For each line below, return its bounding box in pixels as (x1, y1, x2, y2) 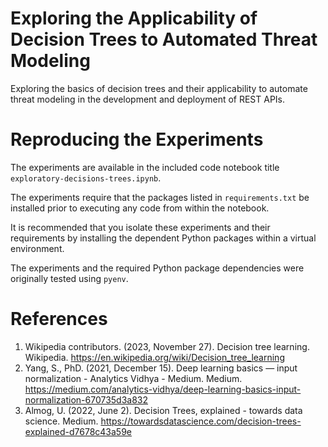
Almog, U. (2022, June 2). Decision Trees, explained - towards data (24, 404, 303, 416)
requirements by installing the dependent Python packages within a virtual (10, 232, 317, 244)
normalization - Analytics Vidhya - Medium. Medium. (24, 372, 243, 384)
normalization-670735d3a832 (24, 393, 149, 406)
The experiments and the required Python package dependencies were (10, 262, 305, 274)
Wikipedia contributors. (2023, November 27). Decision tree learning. (24, 340, 310, 352)
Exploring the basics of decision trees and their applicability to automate (10, 82, 308, 94)
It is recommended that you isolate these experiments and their (10, 221, 271, 233)
